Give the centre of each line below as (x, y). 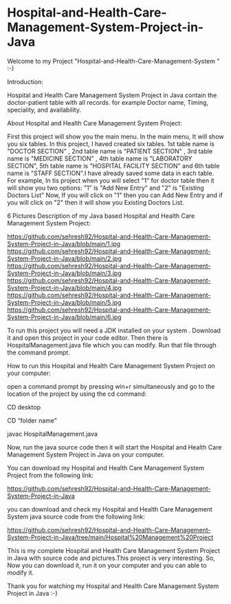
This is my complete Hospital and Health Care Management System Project (113, 550)
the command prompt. (38, 352)
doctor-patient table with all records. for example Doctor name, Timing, (108, 102)
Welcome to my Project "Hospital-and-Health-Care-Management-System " (113, 61)
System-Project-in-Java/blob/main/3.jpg (64, 273)
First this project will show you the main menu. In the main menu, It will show (115, 137)
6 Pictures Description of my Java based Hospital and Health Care (101, 216)
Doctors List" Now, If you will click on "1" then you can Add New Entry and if (115, 195)
